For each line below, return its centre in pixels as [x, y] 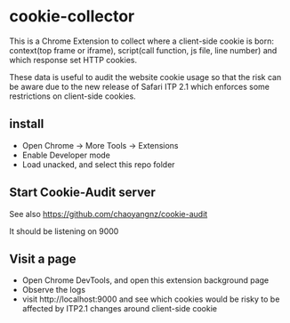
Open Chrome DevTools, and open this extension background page [145, 280]
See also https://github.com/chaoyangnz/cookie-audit [109, 214]
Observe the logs [54, 290]
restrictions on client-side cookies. [72, 96]
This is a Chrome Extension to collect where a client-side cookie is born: [141, 41]
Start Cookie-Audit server [82, 193]
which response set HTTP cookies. [73, 60]
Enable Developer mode [66, 155]
